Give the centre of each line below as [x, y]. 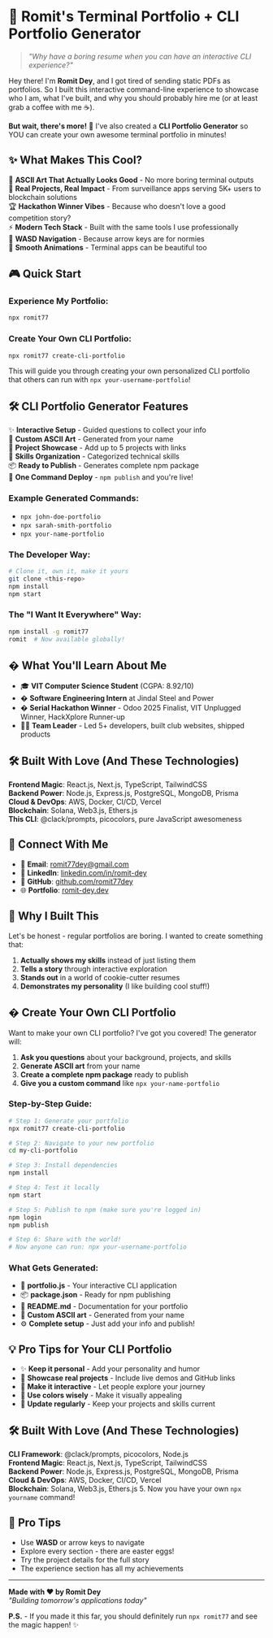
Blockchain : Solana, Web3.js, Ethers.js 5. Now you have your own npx [125, 1489]
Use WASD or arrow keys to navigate [82, 1542]
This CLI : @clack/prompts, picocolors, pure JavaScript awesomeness [125, 819]
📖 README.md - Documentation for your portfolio [104, 1306]
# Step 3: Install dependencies [63, 1166]
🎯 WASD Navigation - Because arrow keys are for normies [106, 238]
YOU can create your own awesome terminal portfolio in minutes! [117, 134]
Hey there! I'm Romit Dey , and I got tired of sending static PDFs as [119, 80]
